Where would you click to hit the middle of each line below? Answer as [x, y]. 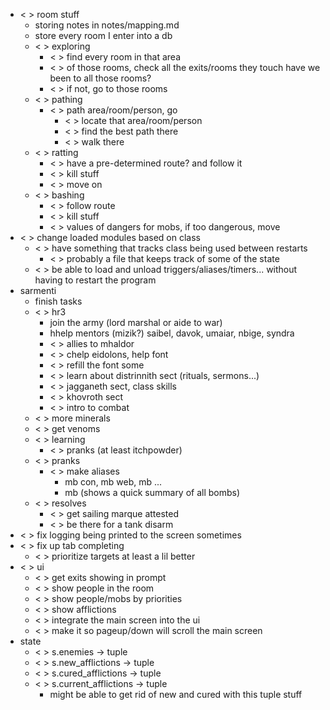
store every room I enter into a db [103, 35]
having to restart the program [95, 280]
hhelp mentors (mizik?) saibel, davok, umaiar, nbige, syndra [172, 333]
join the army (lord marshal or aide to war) [136, 322]
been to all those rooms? [100, 78]
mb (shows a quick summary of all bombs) [152, 492]
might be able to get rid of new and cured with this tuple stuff [176, 694]
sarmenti [38, 290]
